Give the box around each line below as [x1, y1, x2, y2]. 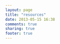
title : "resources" [5, 12, 46, 17]
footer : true [5, 31, 33, 36]
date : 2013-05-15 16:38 [5, 17, 55, 22]
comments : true [5, 21, 37, 27]
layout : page [5, 7, 33, 13]
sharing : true [5, 26, 35, 31]
